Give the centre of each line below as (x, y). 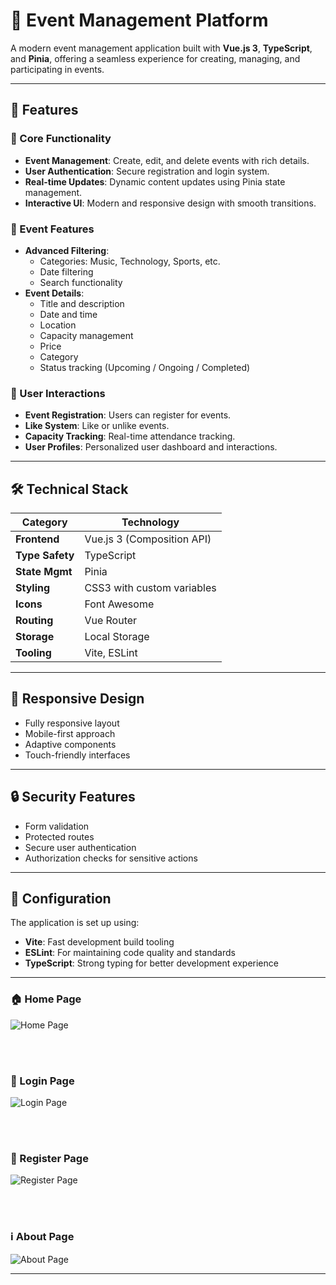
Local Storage (117, 637)
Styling (33, 588)
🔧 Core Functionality (61, 139)
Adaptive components (70, 744)
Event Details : (54, 293)
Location (58, 325)
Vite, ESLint (111, 653)
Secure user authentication (80, 847)
